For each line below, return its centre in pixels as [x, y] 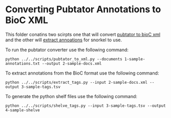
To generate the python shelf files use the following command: [71, 96]
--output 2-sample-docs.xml [72, 63]
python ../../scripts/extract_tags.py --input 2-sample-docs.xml [76, 82]
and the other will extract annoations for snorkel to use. [63, 40]
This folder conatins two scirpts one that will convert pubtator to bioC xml [83, 34]
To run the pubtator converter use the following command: [67, 50]
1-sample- [135, 59]
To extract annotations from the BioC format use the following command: [82, 73]
